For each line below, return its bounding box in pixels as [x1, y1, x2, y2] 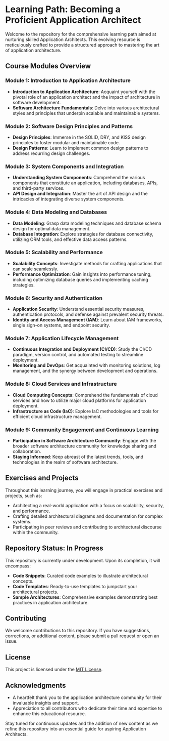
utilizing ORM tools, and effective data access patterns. [12, 236, 128, 242]
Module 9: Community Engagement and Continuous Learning [5, 426, 159, 433]
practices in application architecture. [12, 599, 89, 605]
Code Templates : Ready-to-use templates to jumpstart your [12, 583, 138, 589]
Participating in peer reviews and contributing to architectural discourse [12, 524, 162, 530]
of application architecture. [5, 47, 62, 53]
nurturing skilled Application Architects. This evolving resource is [5, 36, 140, 43]
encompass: [5, 563, 31, 569]
